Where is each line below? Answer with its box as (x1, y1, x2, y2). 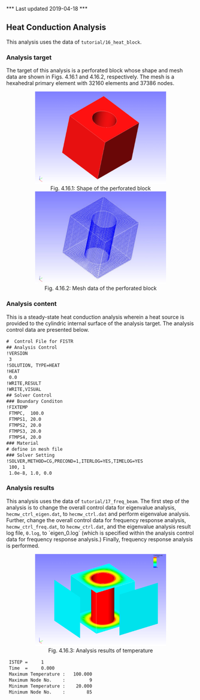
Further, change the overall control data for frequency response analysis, (6, 516, 187, 523)
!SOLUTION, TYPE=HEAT (6, 362, 60, 368)
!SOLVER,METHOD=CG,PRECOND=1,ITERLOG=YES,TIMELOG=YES (6, 458, 144, 464)
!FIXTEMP (6, 404, 28, 410)
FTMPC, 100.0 (8, 410, 44, 416)
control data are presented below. (6, 326, 90, 333)
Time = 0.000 (8, 665, 55, 671)
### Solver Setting (6, 452, 55, 458)
